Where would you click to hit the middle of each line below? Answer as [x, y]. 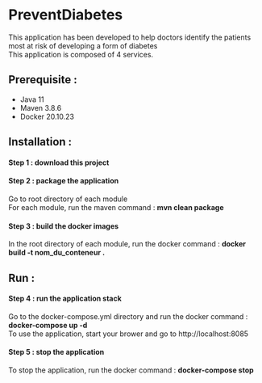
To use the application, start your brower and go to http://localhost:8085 [128, 334]
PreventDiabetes [66, 15]
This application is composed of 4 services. [81, 54]
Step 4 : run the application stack [65, 299]
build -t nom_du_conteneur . [57, 253]
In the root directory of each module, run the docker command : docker [127, 244]
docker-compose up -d [48, 325]
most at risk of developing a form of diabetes [83, 45]
